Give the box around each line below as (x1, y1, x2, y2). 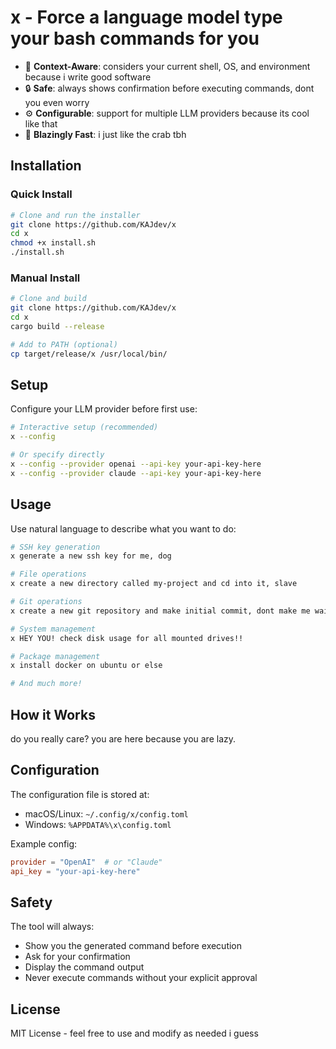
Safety (10, 894, 53, 911)
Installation (10, 157, 82, 175)
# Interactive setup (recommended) (10, 422, 159, 433)
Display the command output (24, 961, 145, 973)
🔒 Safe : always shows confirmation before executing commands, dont (24, 82, 315, 94)
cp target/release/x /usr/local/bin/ (10, 349, 168, 359)
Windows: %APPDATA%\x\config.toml (24, 818, 172, 830)
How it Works (10, 706, 96, 723)
